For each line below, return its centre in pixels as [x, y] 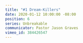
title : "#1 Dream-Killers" [33, 10]
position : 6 [17, 19]
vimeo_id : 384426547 [26, 33]
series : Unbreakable [26, 23]
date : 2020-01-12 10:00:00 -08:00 [41, 14]
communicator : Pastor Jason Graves [42, 28]
